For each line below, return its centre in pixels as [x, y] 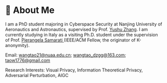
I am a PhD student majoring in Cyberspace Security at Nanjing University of [84, 24]
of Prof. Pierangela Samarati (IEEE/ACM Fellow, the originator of [70, 40]
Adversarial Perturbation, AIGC [37, 75]
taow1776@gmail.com [28, 60]
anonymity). [17, 45]
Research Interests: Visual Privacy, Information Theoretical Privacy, [74, 70]
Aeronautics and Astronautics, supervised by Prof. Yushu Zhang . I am [77, 29]
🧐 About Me [30, 10]
